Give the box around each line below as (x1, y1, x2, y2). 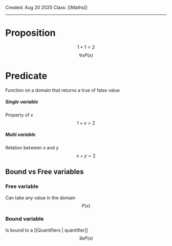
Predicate (5, 70, 48, 82)
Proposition (5, 27, 56, 39)
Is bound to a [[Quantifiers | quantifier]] (5, 227, 89, 233)
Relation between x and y (5, 144, 59, 150)
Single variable (5, 99, 38, 105)
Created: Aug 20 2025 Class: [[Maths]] (5, 5, 88, 10)
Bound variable (5, 215, 44, 222)
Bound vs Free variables (5, 167, 84, 176)
